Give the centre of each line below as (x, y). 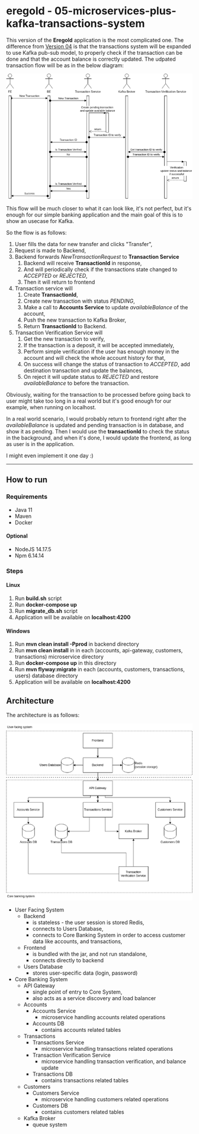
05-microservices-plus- (115, 11)
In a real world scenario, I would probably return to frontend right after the (96, 419)
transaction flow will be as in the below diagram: (65, 65)
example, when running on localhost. (51, 407)
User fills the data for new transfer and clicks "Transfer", (84, 244)
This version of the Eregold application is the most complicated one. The (95, 40)
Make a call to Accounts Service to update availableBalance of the (106, 307)
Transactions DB (52, 1074)
